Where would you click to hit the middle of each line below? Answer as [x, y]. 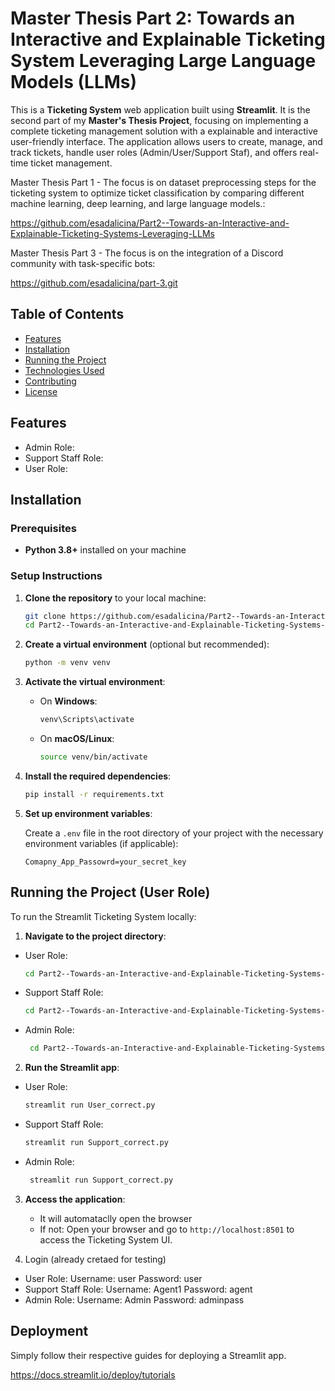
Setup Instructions [56, 576]
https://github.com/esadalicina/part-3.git [94, 283]
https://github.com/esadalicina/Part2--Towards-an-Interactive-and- [150, 223]
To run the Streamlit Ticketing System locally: [103, 916]
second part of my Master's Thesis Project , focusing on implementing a [159, 120]
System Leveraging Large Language [163, 61]
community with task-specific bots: [83, 263]
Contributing [50, 381]
